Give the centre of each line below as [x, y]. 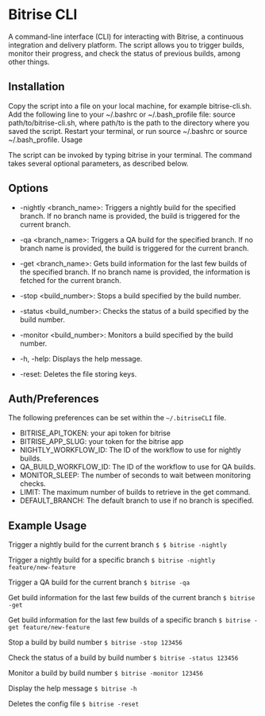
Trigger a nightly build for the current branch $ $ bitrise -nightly [118, 545]
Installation [36, 87]
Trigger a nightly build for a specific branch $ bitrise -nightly [112, 560]
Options [29, 188]
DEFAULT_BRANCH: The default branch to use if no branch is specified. [136, 500]
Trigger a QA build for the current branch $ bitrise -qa [99, 582]
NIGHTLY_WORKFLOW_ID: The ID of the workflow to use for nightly [131, 450]
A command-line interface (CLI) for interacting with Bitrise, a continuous [126, 36]
